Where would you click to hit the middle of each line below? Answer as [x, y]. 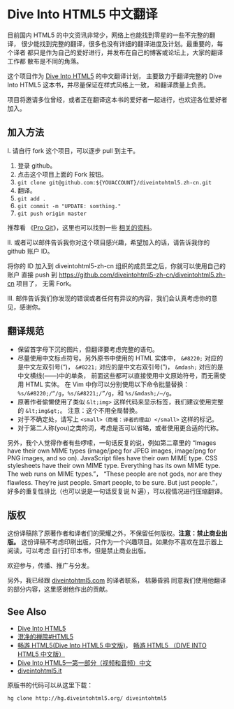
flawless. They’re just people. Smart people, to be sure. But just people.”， [114, 482]
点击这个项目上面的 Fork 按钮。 [62, 174]
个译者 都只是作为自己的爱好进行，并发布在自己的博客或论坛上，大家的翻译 [115, 52]
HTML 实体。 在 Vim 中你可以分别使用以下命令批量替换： [108, 384]
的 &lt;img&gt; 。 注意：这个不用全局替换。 [79, 410]
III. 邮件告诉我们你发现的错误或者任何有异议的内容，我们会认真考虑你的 [109, 298]
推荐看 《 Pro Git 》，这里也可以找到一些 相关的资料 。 [81, 227]
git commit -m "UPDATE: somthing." [69, 206]
